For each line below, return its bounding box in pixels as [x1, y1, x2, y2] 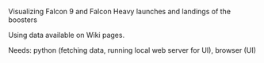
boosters [8, 15, 38, 24]
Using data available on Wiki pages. [8, 31, 125, 39]
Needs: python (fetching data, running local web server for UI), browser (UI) [8, 46, 256, 54]
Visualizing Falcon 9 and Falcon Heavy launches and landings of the [8, 7, 231, 16]
